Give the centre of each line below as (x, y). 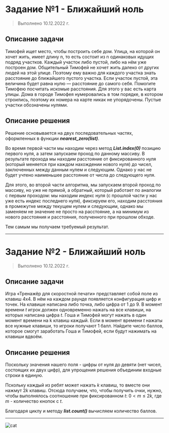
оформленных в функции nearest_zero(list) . (52, 138)
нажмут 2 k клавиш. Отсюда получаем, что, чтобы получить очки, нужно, (84, 391)
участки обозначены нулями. (37, 105)
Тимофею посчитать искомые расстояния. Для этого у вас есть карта (81, 89)
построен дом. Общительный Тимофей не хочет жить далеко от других (82, 67)
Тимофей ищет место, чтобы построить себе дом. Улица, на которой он (82, 51)
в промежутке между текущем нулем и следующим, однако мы (74, 206)
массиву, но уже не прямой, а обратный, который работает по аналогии (83, 190)
